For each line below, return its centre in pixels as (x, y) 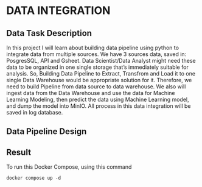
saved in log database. (35, 112)
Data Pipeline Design (47, 132)
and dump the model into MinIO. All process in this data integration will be (99, 106)
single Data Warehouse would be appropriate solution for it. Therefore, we (99, 80)
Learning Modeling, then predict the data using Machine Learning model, (98, 99)
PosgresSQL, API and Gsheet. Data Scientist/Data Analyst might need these (101, 61)
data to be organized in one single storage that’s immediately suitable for (97, 67)
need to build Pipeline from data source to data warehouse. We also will (96, 86)
